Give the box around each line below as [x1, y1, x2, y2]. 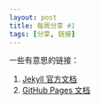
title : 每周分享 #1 [9, 21, 76, 30]
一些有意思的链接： [9, 55, 80, 66]
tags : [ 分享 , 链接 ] [9, 29, 76, 38]
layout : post [9, 12, 58, 22]
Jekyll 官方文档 [21, 74, 78, 84]
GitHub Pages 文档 [21, 85, 91, 96]
